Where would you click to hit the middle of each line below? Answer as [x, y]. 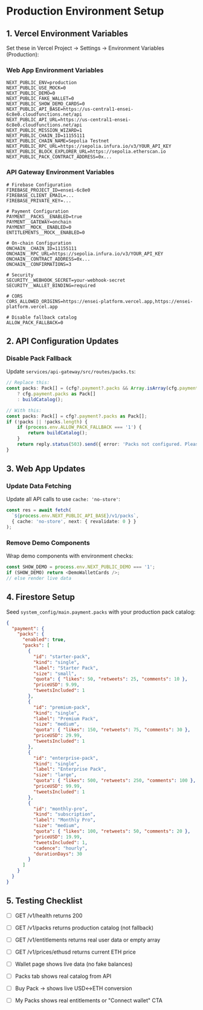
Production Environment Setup [85, 11]
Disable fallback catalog [44, 317]
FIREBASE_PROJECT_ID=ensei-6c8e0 [48, 190]
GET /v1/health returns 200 [49, 915]
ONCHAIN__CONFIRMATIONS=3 [39, 264]
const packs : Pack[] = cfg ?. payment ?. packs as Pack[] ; [77, 416]
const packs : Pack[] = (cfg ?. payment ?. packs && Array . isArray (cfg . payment [102, 388]
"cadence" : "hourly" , [60, 848]
